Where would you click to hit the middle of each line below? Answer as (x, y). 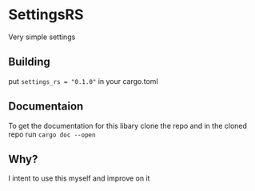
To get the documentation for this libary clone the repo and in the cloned (128, 125)
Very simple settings (42, 37)
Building (29, 62)
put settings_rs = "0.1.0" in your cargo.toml (83, 81)
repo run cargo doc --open (52, 134)
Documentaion (46, 107)
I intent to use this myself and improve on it (79, 178)
